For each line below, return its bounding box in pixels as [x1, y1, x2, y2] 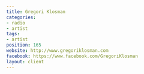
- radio [6, 20, 26, 26]
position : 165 [6, 42, 42, 48]
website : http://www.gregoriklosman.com [6, 48, 109, 54]
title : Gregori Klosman [6, 8, 66, 15]
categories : [6, 14, 36, 20]
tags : [6, 31, 20, 37]
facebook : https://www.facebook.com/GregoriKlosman [6, 53, 138, 59]
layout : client [6, 58, 44, 64]
